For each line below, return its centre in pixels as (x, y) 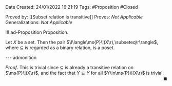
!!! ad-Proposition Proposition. (37, 32)
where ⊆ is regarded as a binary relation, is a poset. (60, 48)
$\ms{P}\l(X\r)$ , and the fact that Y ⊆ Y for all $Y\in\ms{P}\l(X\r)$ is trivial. (85, 73)
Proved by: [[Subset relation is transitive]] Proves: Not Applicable (74, 17)
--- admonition (21, 58)
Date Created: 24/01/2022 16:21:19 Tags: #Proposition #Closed (72, 7)
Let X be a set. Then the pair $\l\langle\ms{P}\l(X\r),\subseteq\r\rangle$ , (82, 42)
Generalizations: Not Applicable (39, 22)
